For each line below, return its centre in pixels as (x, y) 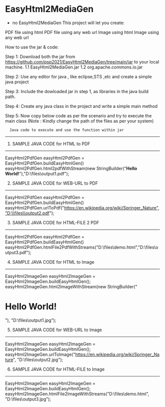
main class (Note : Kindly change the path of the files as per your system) (79, 121)
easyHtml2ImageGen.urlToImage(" (40, 354)
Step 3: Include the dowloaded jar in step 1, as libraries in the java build (77, 91)
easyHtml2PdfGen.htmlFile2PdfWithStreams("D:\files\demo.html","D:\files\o (82, 247)
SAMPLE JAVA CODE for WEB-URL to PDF (55, 183)
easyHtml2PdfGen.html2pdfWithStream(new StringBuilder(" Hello (71, 168)
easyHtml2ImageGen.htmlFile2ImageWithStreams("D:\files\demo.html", (77, 394)
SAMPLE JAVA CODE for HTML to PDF (51, 143)
